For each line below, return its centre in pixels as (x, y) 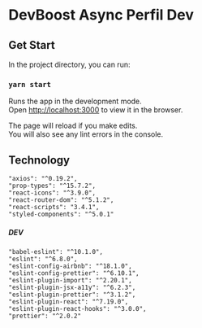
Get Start (32, 45)
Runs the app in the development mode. (75, 101)
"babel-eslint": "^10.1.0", (56, 252)
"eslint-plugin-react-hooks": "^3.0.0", (78, 309)
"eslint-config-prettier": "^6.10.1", (74, 273)
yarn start (30, 84)
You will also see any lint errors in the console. (86, 134)
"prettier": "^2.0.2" (45, 316)
